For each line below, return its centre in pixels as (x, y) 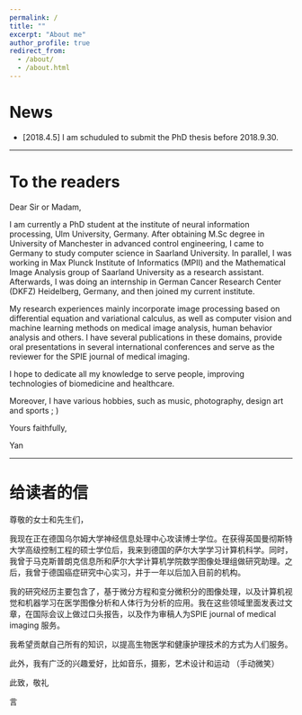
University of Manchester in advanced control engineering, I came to (137, 243)
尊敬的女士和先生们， (49, 519)
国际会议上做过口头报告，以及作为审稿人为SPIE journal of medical (155, 613)
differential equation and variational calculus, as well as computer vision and (151, 318)
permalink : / (34, 18)
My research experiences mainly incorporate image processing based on (145, 308)
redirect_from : (38, 51)
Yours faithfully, (38, 427)
